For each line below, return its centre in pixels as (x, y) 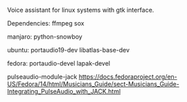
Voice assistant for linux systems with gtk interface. (81, 10)
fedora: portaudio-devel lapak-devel (59, 63)
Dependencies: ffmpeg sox (46, 23)
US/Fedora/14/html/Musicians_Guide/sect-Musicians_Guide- (93, 84)
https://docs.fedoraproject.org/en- (128, 76)
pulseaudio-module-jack (42, 76)
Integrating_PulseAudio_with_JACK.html (64, 91)
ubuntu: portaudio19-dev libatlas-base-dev (69, 50)
